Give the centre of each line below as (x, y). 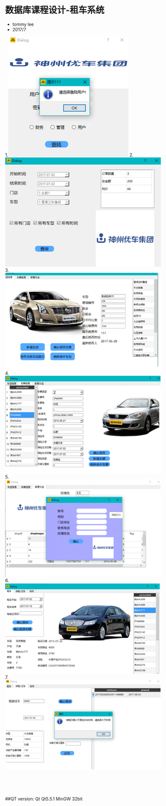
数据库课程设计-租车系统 (55, 10)
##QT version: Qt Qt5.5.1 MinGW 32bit (44, 799)
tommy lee (23, 24)
